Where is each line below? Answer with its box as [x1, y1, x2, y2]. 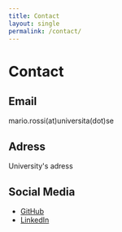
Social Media [8, 185, 76, 199]
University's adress [8, 161, 73, 171]
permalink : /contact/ [8, 27, 82, 35]
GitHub [20, 207, 45, 216]
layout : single [8, 20, 60, 28]
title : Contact [8, 11, 60, 20]
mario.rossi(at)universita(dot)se [8, 116, 115, 126]
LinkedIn [20, 215, 50, 225]
